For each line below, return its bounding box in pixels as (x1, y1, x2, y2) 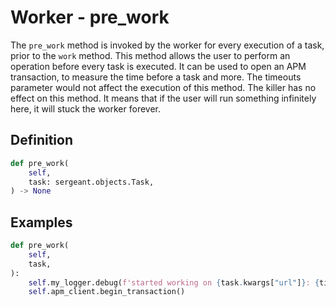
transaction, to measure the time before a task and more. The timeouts (10, 71, 302, 83)
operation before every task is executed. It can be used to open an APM (10, 60, 307, 72)
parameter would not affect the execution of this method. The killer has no (10, 81, 317, 93)
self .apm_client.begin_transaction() (28, 287, 186, 297)
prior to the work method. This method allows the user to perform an (10, 49, 291, 61)
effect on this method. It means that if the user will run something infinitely (10, 92, 317, 104)
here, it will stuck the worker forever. (10, 102, 162, 115)
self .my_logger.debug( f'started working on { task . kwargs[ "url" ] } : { (28, 277, 320, 288)
